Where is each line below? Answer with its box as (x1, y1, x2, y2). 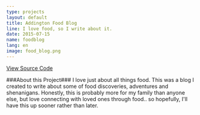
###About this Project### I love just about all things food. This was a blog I (6, 76, 194, 83)
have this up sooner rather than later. (6, 102, 99, 109)
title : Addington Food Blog (6, 20, 78, 26)
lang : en (6, 43, 28, 49)
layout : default (6, 14, 47, 20)
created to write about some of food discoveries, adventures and (6, 82, 168, 90)
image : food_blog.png (6, 48, 61, 54)
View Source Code (6, 64, 53, 72)
